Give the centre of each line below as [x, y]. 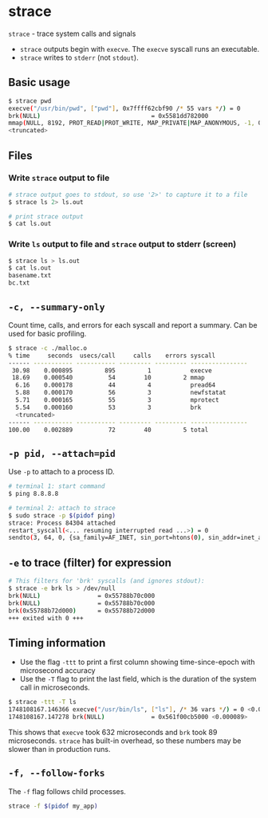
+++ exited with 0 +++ [46, 618]
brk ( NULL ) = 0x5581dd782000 [108, 116]
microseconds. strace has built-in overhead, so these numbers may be [125, 741]
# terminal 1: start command [57, 486]
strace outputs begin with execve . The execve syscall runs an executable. [140, 49]
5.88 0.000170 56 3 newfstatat [121, 393]
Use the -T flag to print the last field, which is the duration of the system [138, 679]
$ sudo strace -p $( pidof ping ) [62, 515]
